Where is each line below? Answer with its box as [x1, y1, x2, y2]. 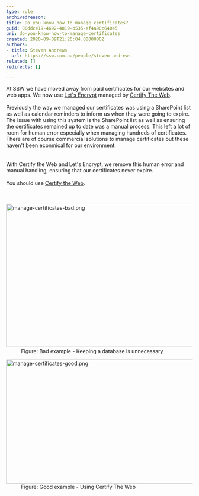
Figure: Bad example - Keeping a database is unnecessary [21, 348, 163, 355]
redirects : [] [6, 63, 41, 70]
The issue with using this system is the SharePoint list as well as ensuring [6, 117, 185, 124]
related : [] [6, 58, 36, 64]
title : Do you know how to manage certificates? [6, 20, 129, 25]
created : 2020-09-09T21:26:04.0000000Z [6, 36, 105, 42]
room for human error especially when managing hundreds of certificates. [6, 129, 187, 136]
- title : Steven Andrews [6, 47, 68, 53]
